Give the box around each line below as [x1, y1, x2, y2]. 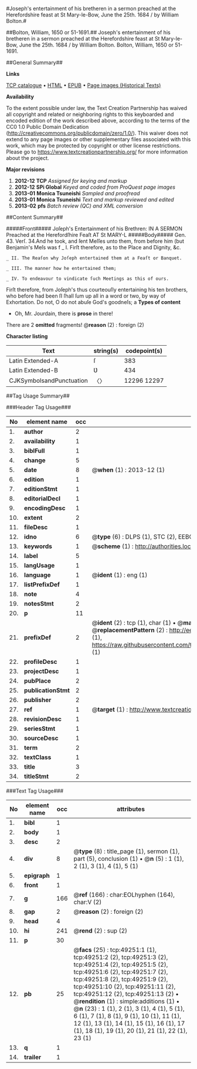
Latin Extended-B [9, 366, 59, 374]
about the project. [6, 155, 49, 161]
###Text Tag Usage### [6, 787, 64, 794]
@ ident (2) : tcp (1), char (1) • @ [91, 619, 184, 627]
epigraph [24, 871, 50, 880]
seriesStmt [24, 724, 56, 733]
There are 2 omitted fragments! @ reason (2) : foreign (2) [6, 322, 145, 328]
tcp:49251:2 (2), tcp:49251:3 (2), [73, 953, 168, 961]
